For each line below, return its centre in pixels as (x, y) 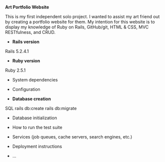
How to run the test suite (37, 127)
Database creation (32, 99)
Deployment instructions (37, 146)
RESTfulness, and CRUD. (30, 32)
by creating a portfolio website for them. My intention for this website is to (80, 22)
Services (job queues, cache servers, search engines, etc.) (72, 137)
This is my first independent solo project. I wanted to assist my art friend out (82, 16)
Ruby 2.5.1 (16, 70)
